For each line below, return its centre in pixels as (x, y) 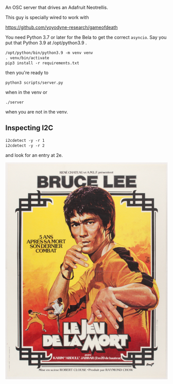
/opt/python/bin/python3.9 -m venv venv (49, 53)
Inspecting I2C (29, 128)
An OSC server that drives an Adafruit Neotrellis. (57, 7)
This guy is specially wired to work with (47, 17)
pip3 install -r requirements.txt (42, 63)
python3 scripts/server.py (34, 83)
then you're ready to (27, 72)
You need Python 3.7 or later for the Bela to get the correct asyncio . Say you (86, 37)
